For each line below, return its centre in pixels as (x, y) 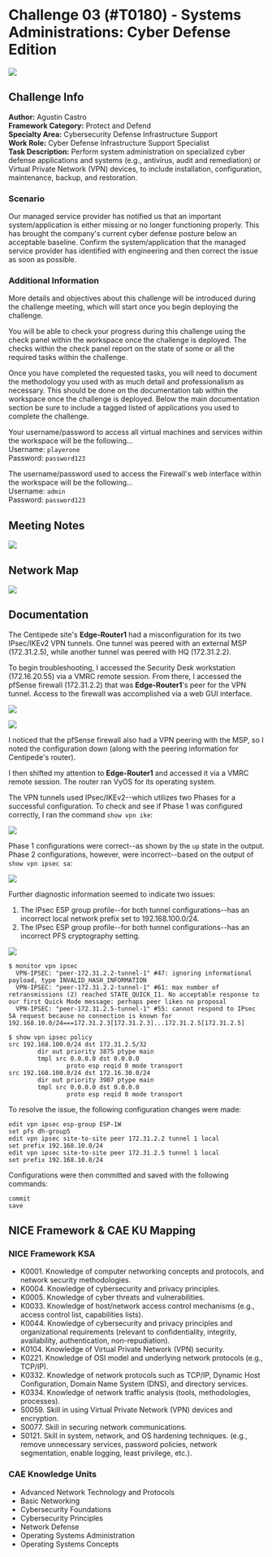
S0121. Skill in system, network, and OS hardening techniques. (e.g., (134, 1436)
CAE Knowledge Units (53, 1474)
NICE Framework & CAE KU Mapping (102, 1231)
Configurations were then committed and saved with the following (119, 1175)
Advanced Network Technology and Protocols (97, 1492)
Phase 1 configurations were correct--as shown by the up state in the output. (136, 845)
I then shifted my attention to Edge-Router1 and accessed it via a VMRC (129, 773)
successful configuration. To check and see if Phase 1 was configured (126, 806)
